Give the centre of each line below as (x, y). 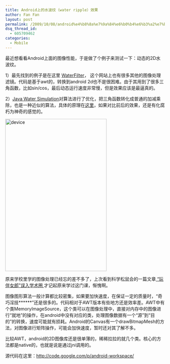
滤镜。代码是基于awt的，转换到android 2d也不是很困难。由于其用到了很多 (82, 81)
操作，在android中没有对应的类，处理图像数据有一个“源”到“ (89, 315)
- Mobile (19, 43)
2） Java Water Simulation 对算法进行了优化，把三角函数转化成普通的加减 (81, 98)
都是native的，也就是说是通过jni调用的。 (51, 345)
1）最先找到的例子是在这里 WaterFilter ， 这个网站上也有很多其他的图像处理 (83, 75)
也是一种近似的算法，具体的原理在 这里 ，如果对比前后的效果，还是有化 (87, 105)
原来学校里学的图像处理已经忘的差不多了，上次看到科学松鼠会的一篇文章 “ (82, 279)
